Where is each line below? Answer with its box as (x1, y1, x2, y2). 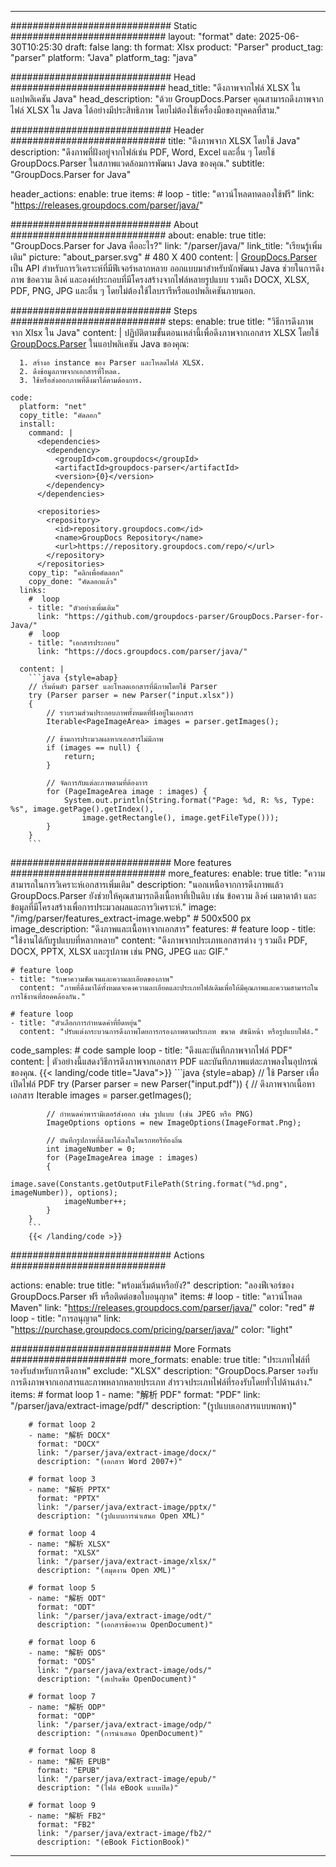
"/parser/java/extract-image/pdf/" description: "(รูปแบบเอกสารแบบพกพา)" (10, 1400, 297, 1411)
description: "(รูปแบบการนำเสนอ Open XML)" (36, 1511, 205, 1521)
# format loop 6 (28, 1637, 97, 1647)
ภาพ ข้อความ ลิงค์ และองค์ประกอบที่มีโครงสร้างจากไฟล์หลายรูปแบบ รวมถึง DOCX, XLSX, (10, 274, 310, 285)
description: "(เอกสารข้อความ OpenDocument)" (36, 1620, 214, 1630)
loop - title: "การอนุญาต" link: (10, 1312, 122, 1324)
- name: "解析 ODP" (28, 1702, 107, 1712)
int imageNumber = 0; (46, 1144, 137, 1154)
